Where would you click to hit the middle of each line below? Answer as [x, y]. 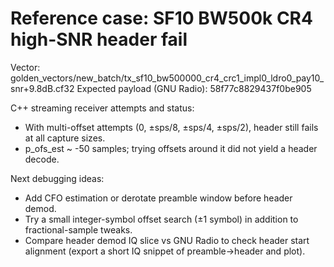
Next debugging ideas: [57, 178]
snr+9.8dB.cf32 [42, 88]
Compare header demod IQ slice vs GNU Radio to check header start [167, 240]
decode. [42, 159]
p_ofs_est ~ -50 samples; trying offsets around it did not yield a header [171, 148]
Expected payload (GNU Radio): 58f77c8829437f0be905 [194, 88]
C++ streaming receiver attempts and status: [102, 108]
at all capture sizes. [65, 138]
